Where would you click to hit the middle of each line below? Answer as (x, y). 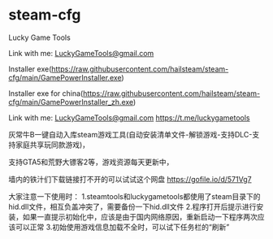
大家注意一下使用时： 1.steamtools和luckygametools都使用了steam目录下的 (135, 196)
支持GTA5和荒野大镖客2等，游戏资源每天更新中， (91, 162)
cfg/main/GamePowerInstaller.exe (65, 77)
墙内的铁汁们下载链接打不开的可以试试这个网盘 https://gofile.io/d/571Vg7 (130, 179)
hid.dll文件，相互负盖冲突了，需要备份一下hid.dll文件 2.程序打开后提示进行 (132, 206)
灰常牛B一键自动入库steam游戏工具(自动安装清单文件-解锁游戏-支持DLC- (130, 134)
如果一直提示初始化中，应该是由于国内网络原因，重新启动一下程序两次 (140, 216)
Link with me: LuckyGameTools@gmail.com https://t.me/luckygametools (129, 117)
